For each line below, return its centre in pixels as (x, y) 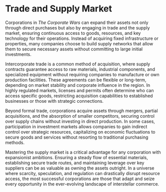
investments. (18, 54)
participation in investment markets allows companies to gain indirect (76, 126)
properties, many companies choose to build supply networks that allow (79, 43)
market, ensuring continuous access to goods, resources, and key (73, 33)
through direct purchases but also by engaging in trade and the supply (78, 27)
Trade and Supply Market (59, 9)
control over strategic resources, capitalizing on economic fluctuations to (80, 132)
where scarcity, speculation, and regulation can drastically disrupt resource (83, 173)
